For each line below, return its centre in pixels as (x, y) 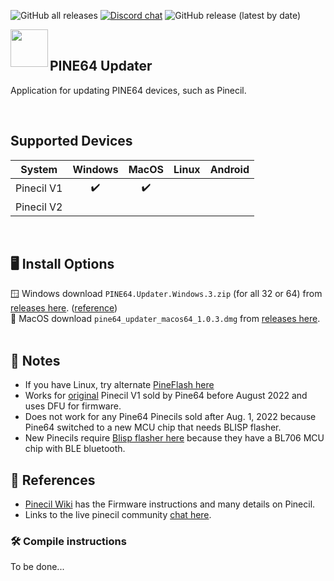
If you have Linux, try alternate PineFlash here (119, 385)
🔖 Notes (35, 360)
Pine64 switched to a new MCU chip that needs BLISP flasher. (153, 427)
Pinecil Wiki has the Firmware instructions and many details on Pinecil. (170, 504)
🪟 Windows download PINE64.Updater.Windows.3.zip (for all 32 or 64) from (166, 294)
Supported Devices (71, 141)
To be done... (37, 567)
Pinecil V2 (39, 207)
